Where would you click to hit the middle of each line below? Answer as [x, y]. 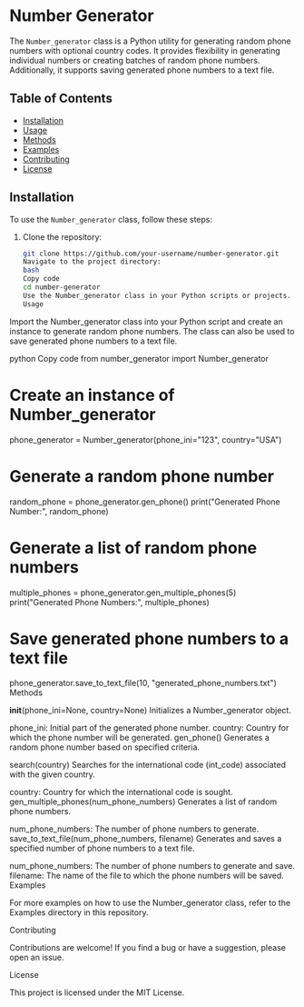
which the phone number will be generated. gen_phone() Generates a [140, 738]
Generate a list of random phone [133, 548]
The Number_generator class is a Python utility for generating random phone [151, 41]
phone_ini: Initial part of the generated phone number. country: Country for [149, 728]
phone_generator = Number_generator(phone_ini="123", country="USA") [146, 439]
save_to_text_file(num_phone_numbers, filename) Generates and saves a [146, 839]
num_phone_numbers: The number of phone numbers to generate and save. [152, 866]
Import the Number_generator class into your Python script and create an [146, 321]
